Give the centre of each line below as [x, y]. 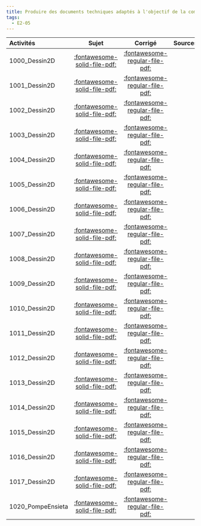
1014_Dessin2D [32, 408]
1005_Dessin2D [32, 185]
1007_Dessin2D [32, 234]
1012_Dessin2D [32, 358]
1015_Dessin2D [32, 432]
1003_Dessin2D [32, 135]
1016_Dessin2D [32, 457]
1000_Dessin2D [32, 61]
